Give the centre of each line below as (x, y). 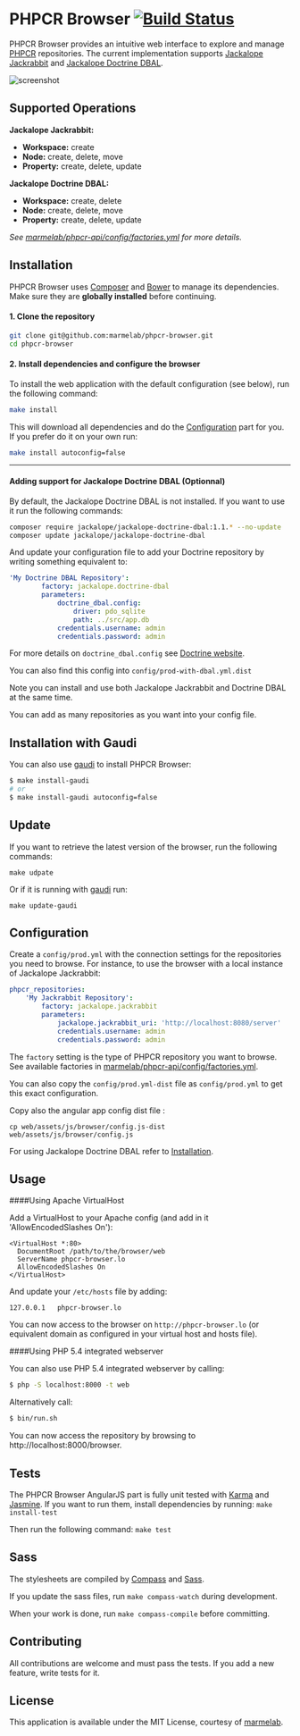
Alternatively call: (41, 1402)
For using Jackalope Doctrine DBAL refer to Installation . (112, 1151)
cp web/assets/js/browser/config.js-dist (87, 1127)
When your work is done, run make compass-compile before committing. (140, 1614)
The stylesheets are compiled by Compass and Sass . (107, 1579)
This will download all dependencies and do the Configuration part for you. (147, 427)
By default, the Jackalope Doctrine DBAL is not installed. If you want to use (147, 501)
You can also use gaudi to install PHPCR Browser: (100, 765)
